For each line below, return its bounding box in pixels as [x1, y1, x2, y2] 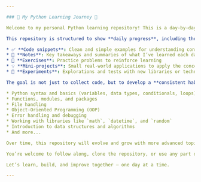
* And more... [6, 129, 42, 135]
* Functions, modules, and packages [6, 96, 98, 102]
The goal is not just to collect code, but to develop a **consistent [6, 79, 186, 86]
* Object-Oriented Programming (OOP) [6, 107, 100, 113]
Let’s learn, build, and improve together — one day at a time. [6, 162, 170, 168]
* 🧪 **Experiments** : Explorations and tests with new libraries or [6, 69, 181, 75]
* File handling [6, 101, 47, 108]
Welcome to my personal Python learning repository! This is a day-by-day [6, 25, 197, 31]
